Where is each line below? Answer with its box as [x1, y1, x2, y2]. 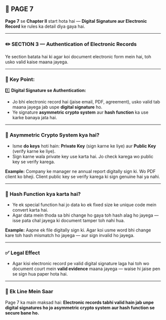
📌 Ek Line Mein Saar [5, 288, 53, 295]
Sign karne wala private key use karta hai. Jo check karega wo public [12, 153, 154, 159]
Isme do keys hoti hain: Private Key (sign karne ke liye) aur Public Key [12, 143, 157, 149]
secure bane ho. [5, 310, 40, 316]
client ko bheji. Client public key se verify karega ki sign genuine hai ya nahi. [5, 174, 161, 180]
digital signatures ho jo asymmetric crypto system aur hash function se [5, 305, 155, 311]
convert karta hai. [12, 207, 48, 213]
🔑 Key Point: [5, 76, 35, 83]
